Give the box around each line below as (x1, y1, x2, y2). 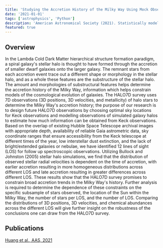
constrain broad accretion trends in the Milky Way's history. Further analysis (5, 179, 157, 185)
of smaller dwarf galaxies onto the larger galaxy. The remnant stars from (5, 66, 150, 72)
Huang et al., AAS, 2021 (5, 237, 52, 243)
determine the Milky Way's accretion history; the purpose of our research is (5, 102, 156, 108)
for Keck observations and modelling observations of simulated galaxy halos (5, 112, 158, 118)
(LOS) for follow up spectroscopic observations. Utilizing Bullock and (5, 148, 143, 154)
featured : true (5, 25, 36, 30)
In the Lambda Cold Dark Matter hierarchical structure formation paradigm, (5, 56, 155, 62)
